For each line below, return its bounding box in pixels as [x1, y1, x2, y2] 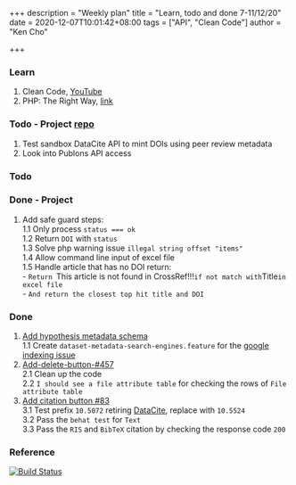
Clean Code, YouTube [21, 86, 103, 97]
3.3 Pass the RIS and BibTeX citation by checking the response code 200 [21, 423, 286, 435]
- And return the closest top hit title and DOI [21, 288, 205, 299]
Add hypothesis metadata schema [21, 331, 149, 341]
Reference [9, 446, 55, 458]
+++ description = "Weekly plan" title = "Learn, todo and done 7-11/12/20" [9, 8, 282, 18]
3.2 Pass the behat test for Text [21, 415, 141, 425]
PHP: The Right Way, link [21, 95, 113, 106]
